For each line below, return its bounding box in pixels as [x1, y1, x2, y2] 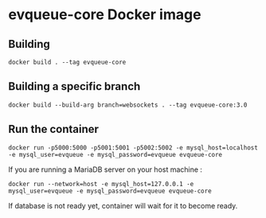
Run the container [8, 123, 100, 136]
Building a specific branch [8, 80, 141, 93]
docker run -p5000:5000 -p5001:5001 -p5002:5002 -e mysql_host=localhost [8, 143, 259, 152]
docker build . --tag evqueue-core [8, 58, 127, 66]
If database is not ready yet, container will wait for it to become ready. [8, 200, 238, 210]
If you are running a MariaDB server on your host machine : [8, 165, 203, 174]
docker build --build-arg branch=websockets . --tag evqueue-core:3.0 [8, 101, 248, 109]
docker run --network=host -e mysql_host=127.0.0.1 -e [8, 180, 194, 188]
